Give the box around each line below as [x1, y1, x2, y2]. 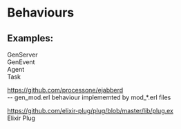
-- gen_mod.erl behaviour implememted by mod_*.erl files [7, 93, 171, 101]
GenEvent [7, 58, 35, 66]
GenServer [7, 50, 38, 59]
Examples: [7, 32, 54, 44]
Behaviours [7, 5, 75, 21]
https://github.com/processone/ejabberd [7, 86, 124, 94]
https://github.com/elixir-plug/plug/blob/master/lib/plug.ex [7, 107, 174, 115]
